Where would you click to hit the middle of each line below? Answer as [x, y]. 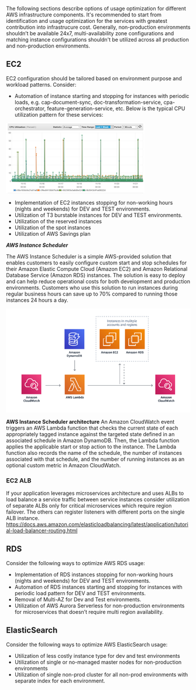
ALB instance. [23, 518]
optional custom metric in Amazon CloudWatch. [63, 465]
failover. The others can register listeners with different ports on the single [95, 512]
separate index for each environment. [60, 681]
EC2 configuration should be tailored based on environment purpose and [94, 78]
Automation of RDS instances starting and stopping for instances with [98, 587]
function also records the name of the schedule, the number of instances [94, 453]
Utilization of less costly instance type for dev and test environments [97, 655]
